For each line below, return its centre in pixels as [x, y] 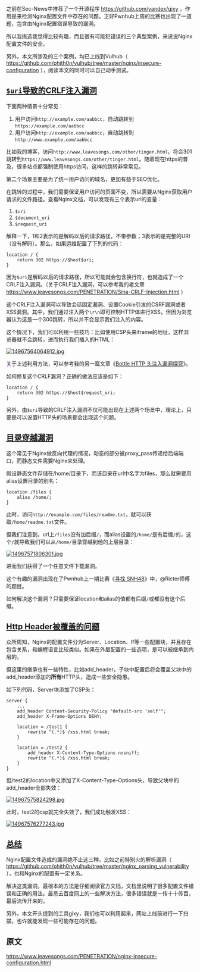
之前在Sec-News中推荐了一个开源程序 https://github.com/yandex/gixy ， [96, 9]
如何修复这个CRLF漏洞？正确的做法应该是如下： [65, 376]
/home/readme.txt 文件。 [41, 521]
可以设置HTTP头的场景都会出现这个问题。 [68, 417]
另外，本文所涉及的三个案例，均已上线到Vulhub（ [67, 56]
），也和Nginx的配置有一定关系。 [46, 873]
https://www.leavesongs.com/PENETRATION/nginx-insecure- [82, 957]
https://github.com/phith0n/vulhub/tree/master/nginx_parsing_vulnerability [98, 866]
